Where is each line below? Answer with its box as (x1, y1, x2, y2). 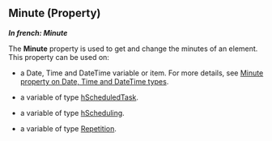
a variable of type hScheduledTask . (19, 92, 139, 102)
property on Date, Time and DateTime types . (19, 76, 169, 86)
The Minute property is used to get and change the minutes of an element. (8, 44, 258, 53)
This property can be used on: (8, 52, 109, 62)
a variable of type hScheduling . (19, 108, 125, 117)
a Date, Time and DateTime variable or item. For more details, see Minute (19, 68, 264, 78)
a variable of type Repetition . (19, 123, 117, 133)
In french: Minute (8, 28, 68, 37)
